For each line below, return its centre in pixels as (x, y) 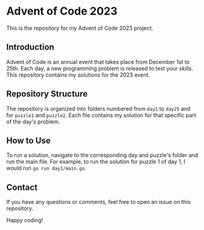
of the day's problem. (33, 121)
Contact (22, 187)
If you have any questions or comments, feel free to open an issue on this (98, 202)
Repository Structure (47, 94)
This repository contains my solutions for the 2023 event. (78, 75)
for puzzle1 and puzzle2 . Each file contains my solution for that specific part (101, 115)
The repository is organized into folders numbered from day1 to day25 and (98, 108)
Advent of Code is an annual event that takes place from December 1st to (98, 61)
